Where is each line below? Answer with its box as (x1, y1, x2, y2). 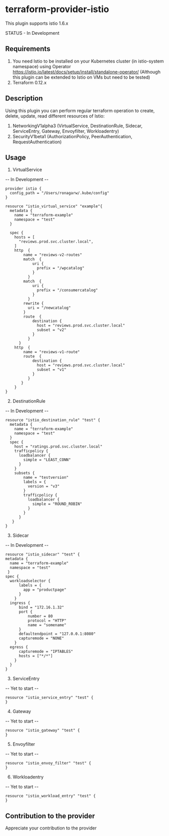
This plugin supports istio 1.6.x (5, 20, 69, 26)
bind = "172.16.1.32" (18, 605, 65, 610)
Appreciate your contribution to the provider (5, 825, 97, 831)
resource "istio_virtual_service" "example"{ (5, 204, 102, 209)
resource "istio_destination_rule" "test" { (5, 418, 100, 423)
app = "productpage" (23, 587, 67, 592)
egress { (10, 645, 28, 650)
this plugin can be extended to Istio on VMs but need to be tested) (12, 74, 150, 80)
